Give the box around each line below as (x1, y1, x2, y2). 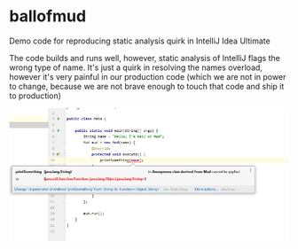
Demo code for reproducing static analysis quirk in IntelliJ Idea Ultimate (9, 35, 271, 46)
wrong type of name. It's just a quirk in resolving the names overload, (9, 62, 263, 73)
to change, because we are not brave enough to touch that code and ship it (9, 81, 285, 91)
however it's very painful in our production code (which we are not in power (9, 71, 286, 82)
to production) (9, 90, 62, 101)
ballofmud (9, 6, 87, 27)
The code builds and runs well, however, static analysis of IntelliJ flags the (9, 52, 281, 63)
